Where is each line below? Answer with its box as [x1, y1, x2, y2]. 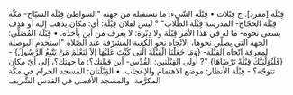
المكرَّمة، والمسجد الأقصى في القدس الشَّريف [8, 75, 161, 85]
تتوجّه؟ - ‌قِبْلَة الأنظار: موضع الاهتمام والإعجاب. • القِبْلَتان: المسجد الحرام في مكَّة [8, 65, 276, 76]
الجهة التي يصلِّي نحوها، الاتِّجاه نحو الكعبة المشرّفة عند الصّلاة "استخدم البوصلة [8, 37, 268, 47]
